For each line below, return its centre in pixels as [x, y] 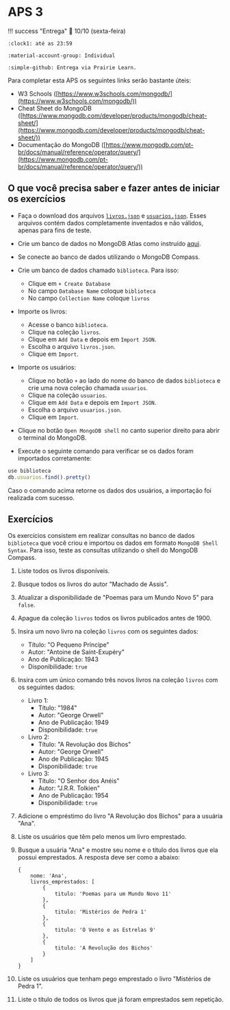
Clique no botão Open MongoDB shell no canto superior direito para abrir [118, 430]
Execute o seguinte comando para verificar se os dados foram [105, 451]
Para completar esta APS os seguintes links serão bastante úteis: [99, 80]
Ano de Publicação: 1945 [73, 759]
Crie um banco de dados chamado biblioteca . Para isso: [98, 270]
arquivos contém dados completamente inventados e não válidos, [111, 223]
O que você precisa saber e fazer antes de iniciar [114, 189]
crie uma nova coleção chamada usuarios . [88, 388]
